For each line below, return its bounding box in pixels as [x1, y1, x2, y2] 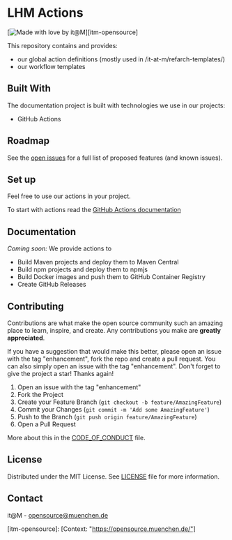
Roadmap [7, 135, 50, 147]
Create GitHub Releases [17, 280, 86, 289]
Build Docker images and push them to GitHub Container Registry [17, 273, 206, 281]
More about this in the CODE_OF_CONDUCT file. [7, 434, 146, 442]
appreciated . [7, 333, 45, 342]
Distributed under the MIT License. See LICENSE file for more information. [7, 472, 220, 481]
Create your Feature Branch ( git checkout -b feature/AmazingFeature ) [17, 398, 222, 406]
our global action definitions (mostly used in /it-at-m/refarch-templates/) [17, 54, 225, 63]
